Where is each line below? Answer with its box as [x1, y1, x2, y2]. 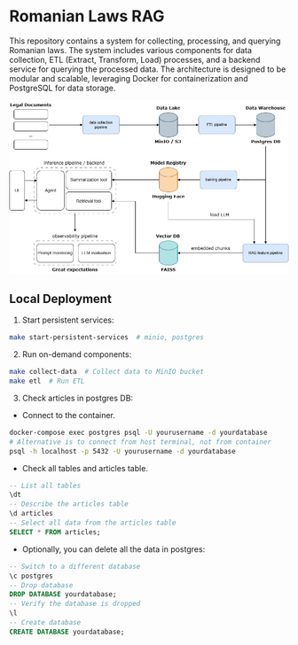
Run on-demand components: [21, 349, 132, 360]
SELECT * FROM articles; [9, 527, 101, 537]
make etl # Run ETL [9, 377, 86, 386]
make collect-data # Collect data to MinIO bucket [9, 368, 204, 377]
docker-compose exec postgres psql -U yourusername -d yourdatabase [9, 428, 268, 437]
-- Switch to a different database [9, 562, 141, 571]
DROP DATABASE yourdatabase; [9, 590, 117, 599]
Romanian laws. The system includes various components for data [9, 44, 253, 55]
